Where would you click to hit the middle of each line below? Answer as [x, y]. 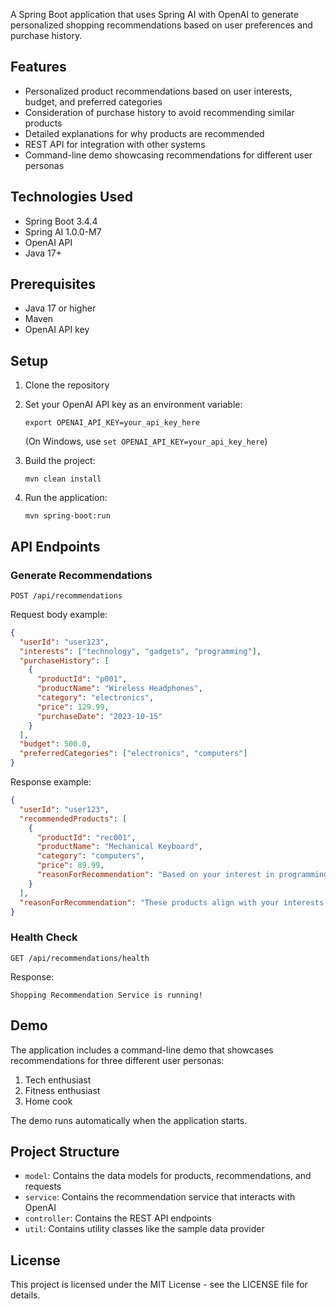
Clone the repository [67, 385]
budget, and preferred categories [93, 101]
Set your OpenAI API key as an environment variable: [133, 405]
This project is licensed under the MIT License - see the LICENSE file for [159, 1285]
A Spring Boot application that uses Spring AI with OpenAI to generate [154, 14]
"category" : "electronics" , [95, 698]
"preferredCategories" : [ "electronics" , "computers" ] [133, 754]
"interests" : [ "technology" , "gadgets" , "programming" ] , [140, 651]
